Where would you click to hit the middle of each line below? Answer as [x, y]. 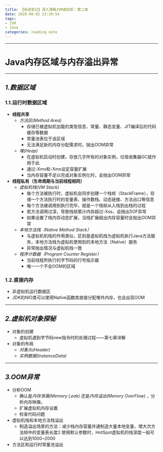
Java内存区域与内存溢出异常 [62, 62]
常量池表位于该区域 [46, 139]
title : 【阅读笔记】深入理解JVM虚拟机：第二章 [47, 9]
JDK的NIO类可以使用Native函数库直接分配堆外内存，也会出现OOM [78, 297]
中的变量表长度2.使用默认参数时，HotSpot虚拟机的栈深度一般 [89, 432]
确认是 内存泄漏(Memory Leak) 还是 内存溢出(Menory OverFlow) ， [85, 396]
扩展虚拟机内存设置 [39, 408]
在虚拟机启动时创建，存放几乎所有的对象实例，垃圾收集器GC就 [89, 156]
